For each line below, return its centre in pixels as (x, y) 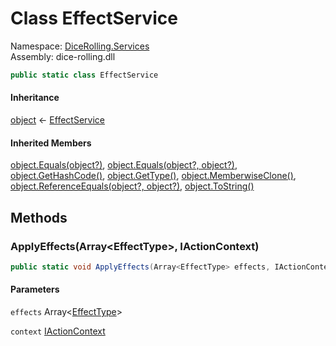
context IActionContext (58, 331)
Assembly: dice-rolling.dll (63, 56)
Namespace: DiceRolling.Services (80, 46)
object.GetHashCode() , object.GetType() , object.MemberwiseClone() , (153, 176)
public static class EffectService (84, 75)
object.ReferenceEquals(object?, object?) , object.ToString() (132, 186)
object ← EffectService (57, 120)
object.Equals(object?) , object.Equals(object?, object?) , (124, 165)
